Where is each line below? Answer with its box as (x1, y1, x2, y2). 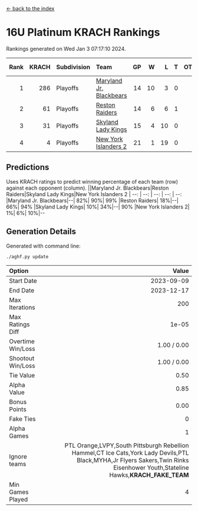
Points (9, 405, 27, 413)
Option (9, 266, 29, 275)
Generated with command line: (6, 242, 81, 249)
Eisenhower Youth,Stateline (113, 463, 189, 471)
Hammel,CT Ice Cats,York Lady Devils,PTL (71, 448, 189, 457)
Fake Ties (9, 415, 37, 423)
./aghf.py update (6, 253, 49, 259)
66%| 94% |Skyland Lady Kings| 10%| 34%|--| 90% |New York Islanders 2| (6, 203, 190, 210)
